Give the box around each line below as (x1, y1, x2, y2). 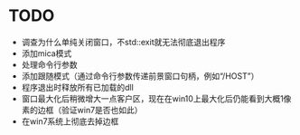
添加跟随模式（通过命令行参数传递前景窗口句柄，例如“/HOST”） (21, 70, 259, 82)
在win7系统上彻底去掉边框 (21, 115, 119, 127)
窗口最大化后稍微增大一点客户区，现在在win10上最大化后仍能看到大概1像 (21, 92, 292, 104)
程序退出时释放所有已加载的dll (21, 82, 135, 92)
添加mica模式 (21, 47, 72, 59)
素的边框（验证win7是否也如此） (21, 104, 143, 115)
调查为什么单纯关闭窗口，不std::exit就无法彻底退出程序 (21, 36, 226, 47)
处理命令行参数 (21, 59, 78, 70)
